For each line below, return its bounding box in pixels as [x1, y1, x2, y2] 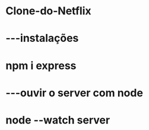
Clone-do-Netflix [5, 4, 91, 18]
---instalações [5, 32, 79, 45]
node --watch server [5, 113, 110, 126]
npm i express [5, 58, 77, 72]
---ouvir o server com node [5, 86, 144, 100]
